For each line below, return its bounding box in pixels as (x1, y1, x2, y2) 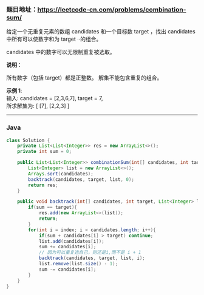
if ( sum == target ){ (28, 205, 78, 211)
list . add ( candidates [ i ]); (38, 238, 104, 244)
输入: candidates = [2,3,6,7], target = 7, (6, 95, 103, 102)
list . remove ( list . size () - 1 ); (38, 261, 118, 267)
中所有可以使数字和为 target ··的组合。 (6, 35, 102, 43)
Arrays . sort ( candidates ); (28, 171, 94, 177)
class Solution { (6, 137, 50, 143)
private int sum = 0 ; (17, 149, 72, 155)
